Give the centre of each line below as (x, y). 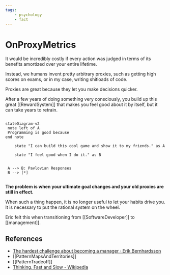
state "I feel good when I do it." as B (58, 155)
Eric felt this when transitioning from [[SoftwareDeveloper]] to (70, 217)
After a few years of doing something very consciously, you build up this (81, 99)
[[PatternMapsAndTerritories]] (44, 256)
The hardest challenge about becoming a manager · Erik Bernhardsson (87, 251)
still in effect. (20, 192)
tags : (11, 10)
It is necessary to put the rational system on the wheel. (63, 207)
